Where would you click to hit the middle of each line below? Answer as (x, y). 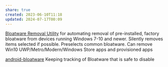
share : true (18, 10)
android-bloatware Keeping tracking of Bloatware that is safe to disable (80, 59)
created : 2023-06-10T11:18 (34, 15)
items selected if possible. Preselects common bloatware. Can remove (79, 44)
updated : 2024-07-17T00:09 (34, 19)
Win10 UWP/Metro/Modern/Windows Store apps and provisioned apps (79, 50)
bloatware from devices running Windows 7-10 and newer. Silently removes (84, 39)
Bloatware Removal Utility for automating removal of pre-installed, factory (82, 34)
